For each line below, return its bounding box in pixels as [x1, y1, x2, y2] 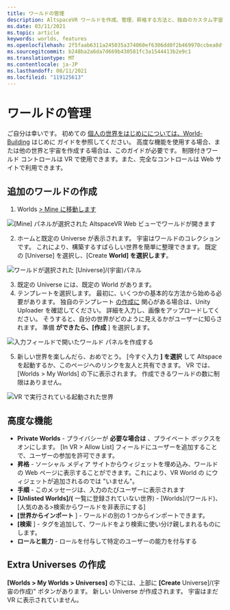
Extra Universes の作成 [7, 559, 106, 571]
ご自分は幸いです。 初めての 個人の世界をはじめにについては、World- [7, 130, 203, 138]
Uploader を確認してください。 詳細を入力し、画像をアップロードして [16, 306, 214, 315]
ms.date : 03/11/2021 [7, 23, 66, 29]
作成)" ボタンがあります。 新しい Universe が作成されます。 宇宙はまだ [18, 587, 219, 595]
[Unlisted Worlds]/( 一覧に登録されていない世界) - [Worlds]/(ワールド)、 [16, 494, 222, 502]
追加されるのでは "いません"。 [53, 477, 139, 485]
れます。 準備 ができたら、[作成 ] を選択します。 [16, 324, 154, 332]
